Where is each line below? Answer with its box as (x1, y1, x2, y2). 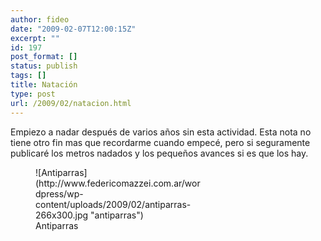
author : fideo (10, 14, 70, 25)
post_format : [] (10, 52, 78, 62)
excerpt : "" (10, 33, 60, 43)
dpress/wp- (35, 187, 84, 200)
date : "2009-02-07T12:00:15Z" (10, 24, 137, 34)
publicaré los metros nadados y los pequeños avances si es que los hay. (10, 147, 309, 159)
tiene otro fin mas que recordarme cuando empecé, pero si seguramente (10, 136, 311, 148)
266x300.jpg (35, 209, 89, 221)
